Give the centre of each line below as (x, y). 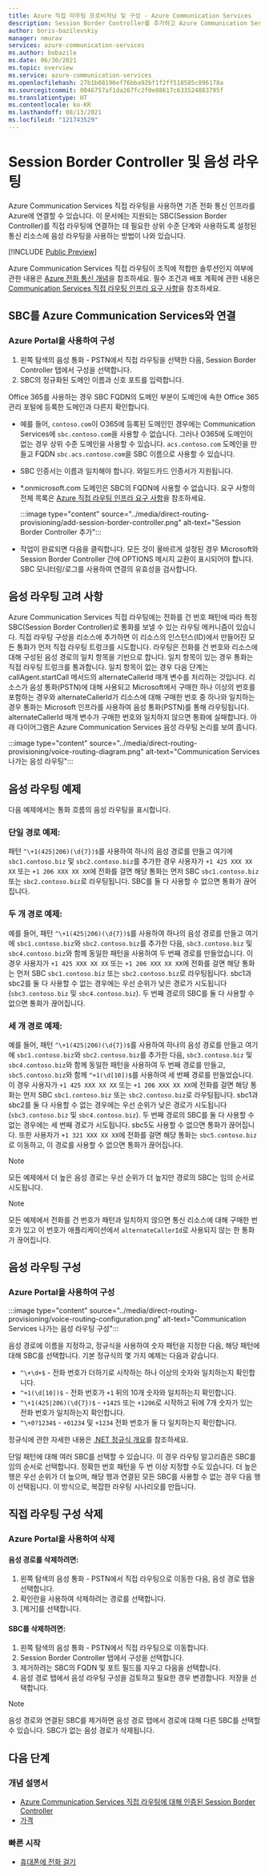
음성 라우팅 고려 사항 (56, 596)
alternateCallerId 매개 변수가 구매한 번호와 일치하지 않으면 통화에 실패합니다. (128, 717)
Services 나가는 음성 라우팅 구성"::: (64, 1328)
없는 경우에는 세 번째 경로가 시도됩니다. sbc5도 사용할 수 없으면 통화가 (118, 1125)
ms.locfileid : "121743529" (53, 120)
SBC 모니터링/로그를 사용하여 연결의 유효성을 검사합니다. (108, 568)
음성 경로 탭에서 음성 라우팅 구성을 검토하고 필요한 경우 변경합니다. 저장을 (134, 1678)
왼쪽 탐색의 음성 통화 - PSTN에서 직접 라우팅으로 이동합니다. (114, 1648)
